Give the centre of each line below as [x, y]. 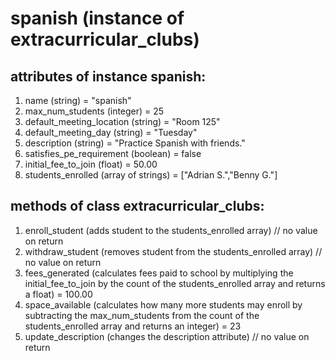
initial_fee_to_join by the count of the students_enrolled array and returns [175, 283]
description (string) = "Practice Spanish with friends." [135, 143]
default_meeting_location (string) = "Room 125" [122, 121]
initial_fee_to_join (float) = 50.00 [91, 164]
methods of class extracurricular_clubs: [137, 206]
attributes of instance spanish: [108, 76]
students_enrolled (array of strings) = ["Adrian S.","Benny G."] [151, 175]
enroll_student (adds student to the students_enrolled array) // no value [171, 230]
